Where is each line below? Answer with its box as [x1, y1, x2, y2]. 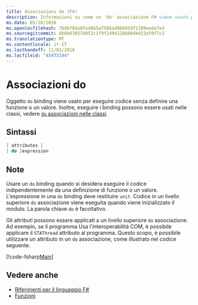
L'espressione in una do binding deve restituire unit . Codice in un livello [6, 192, 180, 199]
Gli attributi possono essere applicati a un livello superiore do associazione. [6, 217, 189, 224]
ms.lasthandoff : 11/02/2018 [6, 47, 75, 53]
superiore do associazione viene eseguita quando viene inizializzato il [6, 199, 175, 206]
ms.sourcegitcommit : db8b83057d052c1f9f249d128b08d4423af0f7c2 [6, 31, 165, 37]
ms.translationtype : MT [6, 36, 65, 42]
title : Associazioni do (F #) [6, 8, 78, 15]
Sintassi [6, 127, 37, 137]
